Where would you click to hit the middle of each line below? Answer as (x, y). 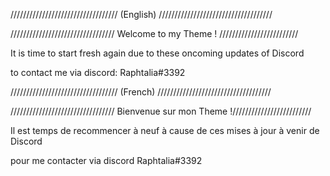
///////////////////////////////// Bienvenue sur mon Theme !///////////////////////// (161, 111)
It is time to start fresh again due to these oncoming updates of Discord (157, 53)
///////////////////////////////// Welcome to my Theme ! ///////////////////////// (154, 33)
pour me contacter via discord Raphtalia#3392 (106, 160)
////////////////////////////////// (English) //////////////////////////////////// (141, 14)
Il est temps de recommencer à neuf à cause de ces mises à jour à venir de (165, 130)
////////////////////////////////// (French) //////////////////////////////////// (141, 92)
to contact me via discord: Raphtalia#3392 (98, 72)
